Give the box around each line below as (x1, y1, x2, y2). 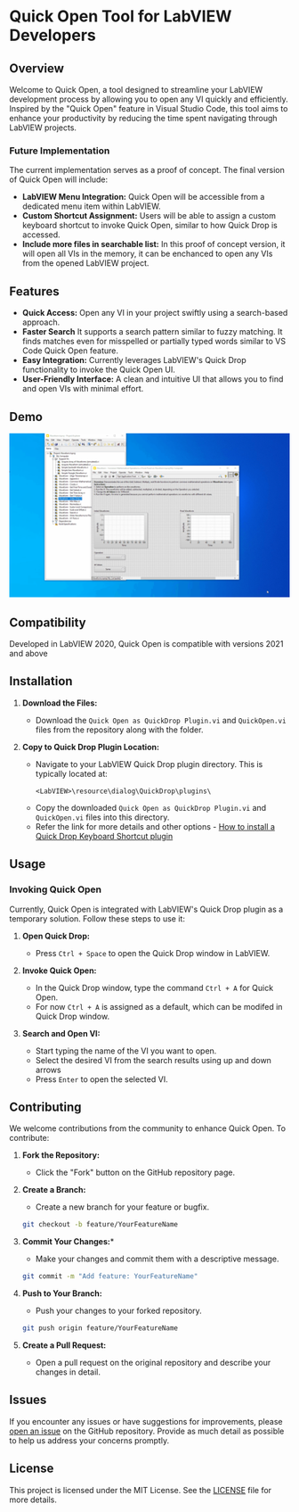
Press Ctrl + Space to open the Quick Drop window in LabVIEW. (35, 947, 271, 958)
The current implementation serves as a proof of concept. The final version (9, 165, 285, 176)
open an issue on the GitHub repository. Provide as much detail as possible (9, 1425, 285, 1436)
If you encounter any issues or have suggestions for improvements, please (9, 1416, 283, 1426)
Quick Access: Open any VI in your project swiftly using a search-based (21, 308, 288, 318)
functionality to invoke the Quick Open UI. (21, 364, 175, 376)
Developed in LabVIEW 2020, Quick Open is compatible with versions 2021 (9, 639, 284, 649)
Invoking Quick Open (9, 883, 102, 896)
